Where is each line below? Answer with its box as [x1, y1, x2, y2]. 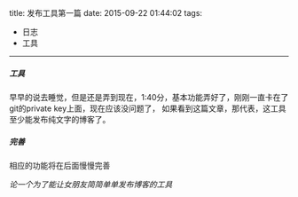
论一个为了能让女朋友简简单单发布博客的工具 [9, 178, 173, 189]
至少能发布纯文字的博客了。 [9, 114, 111, 124]
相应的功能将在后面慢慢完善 [9, 160, 111, 170]
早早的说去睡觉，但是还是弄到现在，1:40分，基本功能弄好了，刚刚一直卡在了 [9, 91, 289, 102]
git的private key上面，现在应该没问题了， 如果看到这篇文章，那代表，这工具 [9, 103, 286, 114]
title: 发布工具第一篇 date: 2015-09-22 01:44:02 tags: [9, 8, 202, 18]
